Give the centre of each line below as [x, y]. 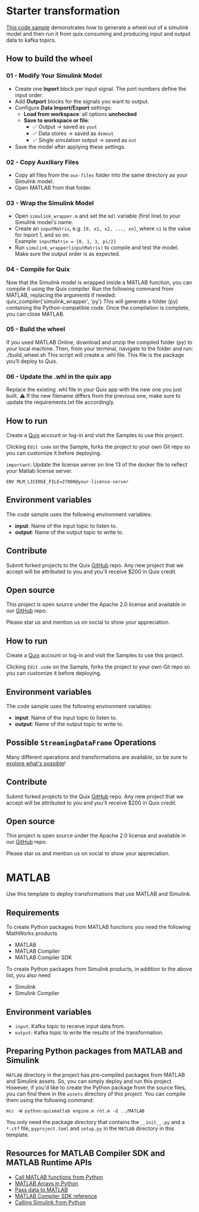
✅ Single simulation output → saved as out [84, 140]
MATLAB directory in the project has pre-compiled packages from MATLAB [96, 1075]
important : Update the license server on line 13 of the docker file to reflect [97, 464]
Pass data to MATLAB [41, 1189]
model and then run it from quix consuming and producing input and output [98, 33]
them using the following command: [50, 1100]
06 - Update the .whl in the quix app [59, 376]
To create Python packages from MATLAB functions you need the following [99, 927]
